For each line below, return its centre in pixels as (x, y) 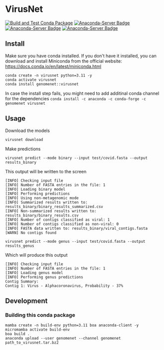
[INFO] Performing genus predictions (44, 277)
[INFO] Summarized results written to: (46, 202)
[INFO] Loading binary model (35, 189)
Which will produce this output (37, 255)
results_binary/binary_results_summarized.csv (54, 207)
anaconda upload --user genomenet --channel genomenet (63, 339)
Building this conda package (40, 315)
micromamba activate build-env (38, 330)
